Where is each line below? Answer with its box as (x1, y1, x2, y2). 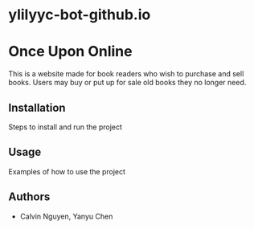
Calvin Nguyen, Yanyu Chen (19, 211, 113, 221)
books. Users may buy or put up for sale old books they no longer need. (8, 78, 247, 88)
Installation (8, 100, 66, 114)
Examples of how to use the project (8, 166, 126, 176)
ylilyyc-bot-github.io (8, 6, 151, 24)
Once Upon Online (8, 43, 133, 61)
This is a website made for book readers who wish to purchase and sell (8, 69, 244, 79)
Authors (8, 190, 51, 204)
